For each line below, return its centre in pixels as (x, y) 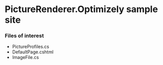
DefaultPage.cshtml (33, 52)
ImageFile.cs (25, 57)
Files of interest (24, 36)
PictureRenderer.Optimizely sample (81, 9)
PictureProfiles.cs (30, 47)
